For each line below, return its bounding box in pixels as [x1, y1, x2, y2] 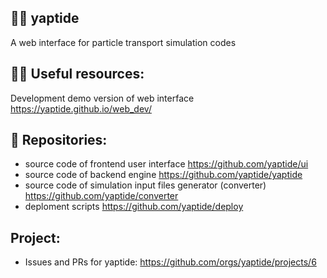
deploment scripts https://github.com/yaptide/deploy [24, 201, 244, 213]
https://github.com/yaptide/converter [24, 190, 179, 202]
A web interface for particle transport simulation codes [10, 36, 237, 48]
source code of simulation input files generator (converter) [24, 179, 267, 191]
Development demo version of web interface [10, 92, 195, 104]
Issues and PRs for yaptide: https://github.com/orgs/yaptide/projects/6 [24, 256, 317, 268]
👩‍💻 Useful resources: [10, 66, 145, 83]
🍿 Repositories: [10, 132, 108, 149]
